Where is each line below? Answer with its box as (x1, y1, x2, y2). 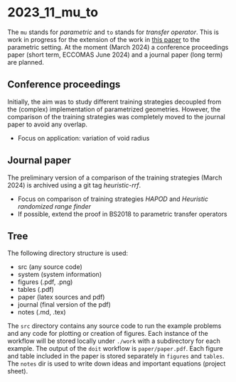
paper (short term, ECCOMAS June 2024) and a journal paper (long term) (7, 50, 223, 59)
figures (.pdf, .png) (17, 278, 73, 286)
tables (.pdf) (17, 285, 55, 294)
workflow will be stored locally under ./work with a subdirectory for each (7, 337, 220, 345)
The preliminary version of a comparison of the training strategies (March (7, 173, 222, 182)
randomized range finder (17, 202, 91, 210)
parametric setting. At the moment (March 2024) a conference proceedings (7, 43, 229, 51)
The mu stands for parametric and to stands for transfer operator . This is (7, 28, 219, 36)
